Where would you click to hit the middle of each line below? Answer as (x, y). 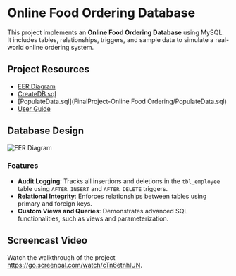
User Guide (34, 109)
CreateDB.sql (37, 93)
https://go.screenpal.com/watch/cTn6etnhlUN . (75, 265)
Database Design (46, 131)
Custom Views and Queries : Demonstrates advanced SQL (103, 211)
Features (23, 166)
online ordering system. (60, 47)
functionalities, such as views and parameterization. (93, 218)
